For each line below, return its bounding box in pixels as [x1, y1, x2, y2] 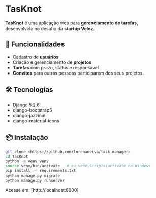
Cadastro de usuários [12, 54, 59, 60]
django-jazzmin [12, 112, 46, 118]
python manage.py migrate [5, 173, 60, 178]
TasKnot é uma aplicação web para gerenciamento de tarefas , [5, 20, 138, 26]
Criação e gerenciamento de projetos [12, 59, 92, 65]
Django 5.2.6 [12, 102, 40, 108]
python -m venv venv [5, 159, 49, 164]
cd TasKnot [5, 154, 28, 159]
